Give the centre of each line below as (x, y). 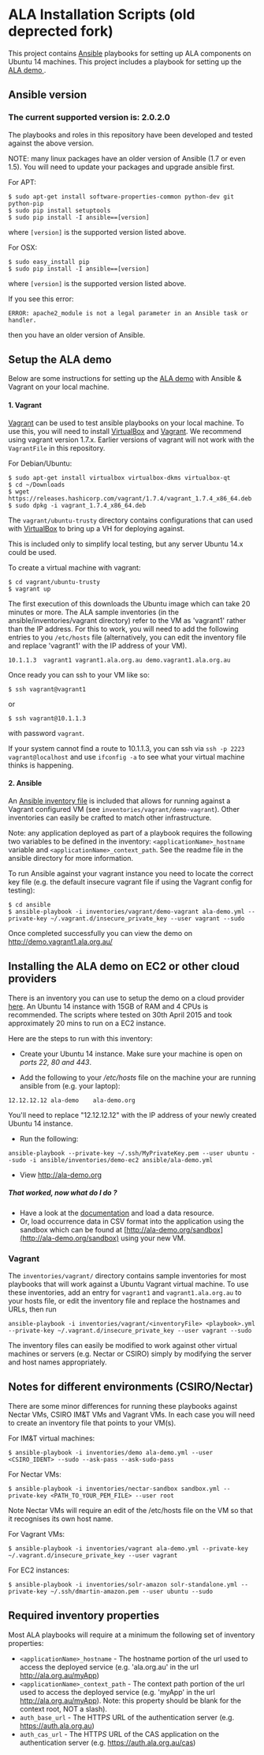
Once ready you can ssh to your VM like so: (79, 674)
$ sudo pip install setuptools (59, 210)
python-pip (26, 203)
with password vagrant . (46, 733)
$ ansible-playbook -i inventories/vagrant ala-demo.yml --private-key (128, 1548)
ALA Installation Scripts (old (102, 15)
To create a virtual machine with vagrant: (74, 568)
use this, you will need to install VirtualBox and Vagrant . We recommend (125, 431)
